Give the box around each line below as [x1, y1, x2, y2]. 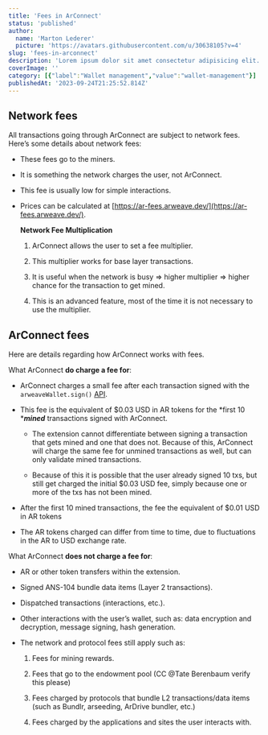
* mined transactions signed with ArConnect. [19, 414, 169, 423]
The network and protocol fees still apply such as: [19, 638, 186, 648]
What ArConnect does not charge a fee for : [8, 551, 153, 561]
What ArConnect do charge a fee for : [8, 365, 132, 375]
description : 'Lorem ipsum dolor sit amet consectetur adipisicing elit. [8, 57, 261, 65]
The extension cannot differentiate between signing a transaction [31, 429, 248, 439]
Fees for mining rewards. [31, 654, 115, 663]
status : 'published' [8, 19, 78, 27]
